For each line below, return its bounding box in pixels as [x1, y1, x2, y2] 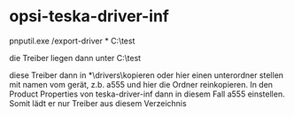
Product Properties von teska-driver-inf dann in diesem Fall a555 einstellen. [9, 89, 285, 99]
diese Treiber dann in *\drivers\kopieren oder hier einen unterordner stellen [9, 69, 284, 81]
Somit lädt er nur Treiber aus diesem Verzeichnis [9, 97, 188, 108]
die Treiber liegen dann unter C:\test [9, 52, 142, 63]
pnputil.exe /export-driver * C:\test [9, 35, 135, 46]
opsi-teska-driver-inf [9, 6, 170, 27]
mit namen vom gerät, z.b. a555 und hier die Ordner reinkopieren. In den [9, 79, 273, 89]
